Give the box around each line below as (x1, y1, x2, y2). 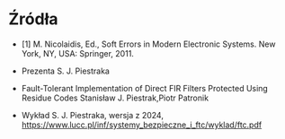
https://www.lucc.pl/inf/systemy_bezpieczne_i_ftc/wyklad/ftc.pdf (21, 119, 263, 130)
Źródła (8, 9, 58, 30)
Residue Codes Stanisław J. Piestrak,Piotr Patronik (21, 92, 209, 103)
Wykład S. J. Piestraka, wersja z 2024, (21, 109, 164, 120)
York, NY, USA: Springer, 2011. (21, 48, 134, 58)
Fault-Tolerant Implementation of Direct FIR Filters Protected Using (21, 83, 269, 93)
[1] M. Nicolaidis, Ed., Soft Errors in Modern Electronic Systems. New (21, 39, 276, 49)
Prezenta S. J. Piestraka (21, 65, 110, 76)
